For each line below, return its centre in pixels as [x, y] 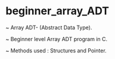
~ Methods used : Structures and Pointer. [56, 50]
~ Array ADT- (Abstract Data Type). [49, 27]
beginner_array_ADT [57, 11]
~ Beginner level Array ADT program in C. [57, 39]
